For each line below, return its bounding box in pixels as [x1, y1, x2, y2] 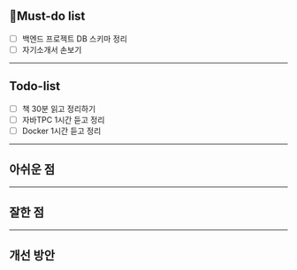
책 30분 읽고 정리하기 [21, 103, 96, 114]
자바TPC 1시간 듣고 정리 [21, 114, 105, 124]
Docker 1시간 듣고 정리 [21, 125, 102, 136]
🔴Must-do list [9, 9, 86, 24]
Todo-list [9, 79, 61, 94]
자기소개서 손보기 [21, 44, 82, 55]
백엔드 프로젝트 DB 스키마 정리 [21, 33, 128, 44]
